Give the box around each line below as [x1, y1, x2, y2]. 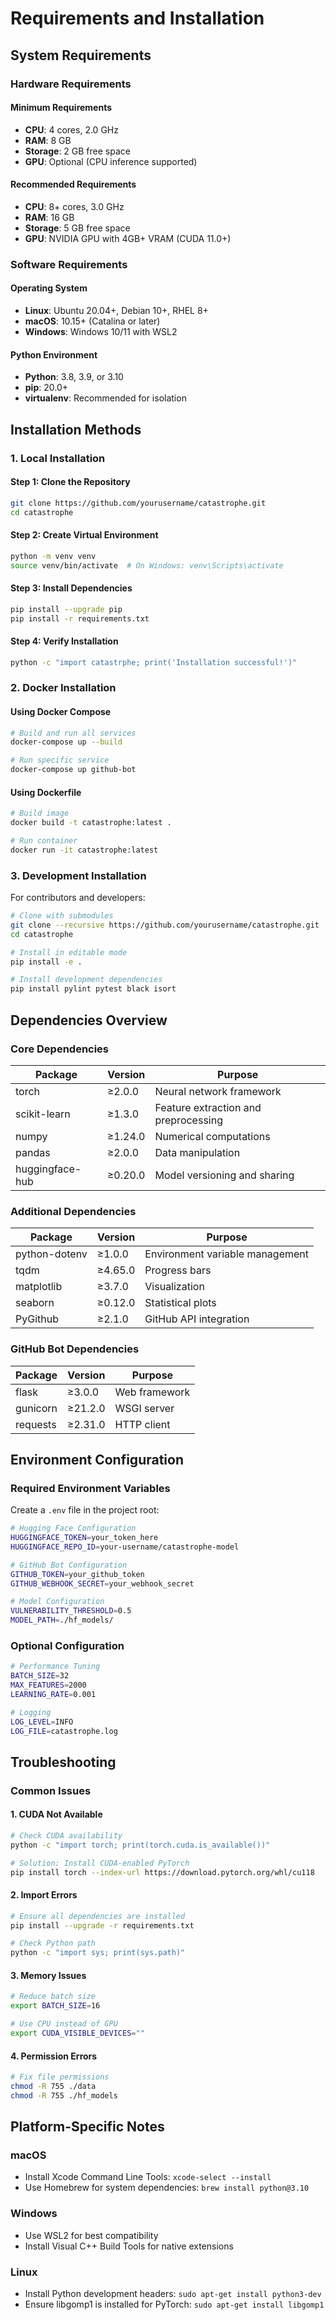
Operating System [10, 282, 88, 294]
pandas [15, 1145, 51, 1159]
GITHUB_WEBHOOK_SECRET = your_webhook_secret [10, 1578, 195, 1589]
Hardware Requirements [10, 77, 132, 91]
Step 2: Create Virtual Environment [10, 529, 159, 541]
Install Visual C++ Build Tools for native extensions [24, 2240, 234, 2252]
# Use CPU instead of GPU [10, 2019, 118, 2029]
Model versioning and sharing [154, 1168, 295, 1182]
